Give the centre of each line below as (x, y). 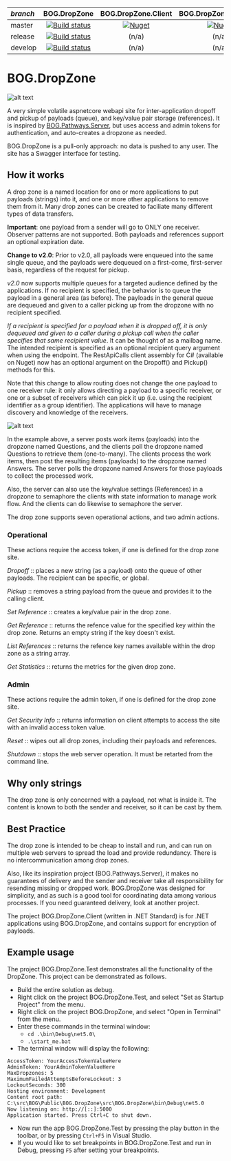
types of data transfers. (41, 214)
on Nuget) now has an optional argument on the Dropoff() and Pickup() (108, 362)
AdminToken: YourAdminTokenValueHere (61, 1067)
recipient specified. (34, 312)
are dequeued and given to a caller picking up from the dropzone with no (111, 305)
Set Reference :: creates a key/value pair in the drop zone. (89, 612)
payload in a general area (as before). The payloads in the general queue (110, 297)
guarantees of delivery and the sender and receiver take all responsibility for (115, 880)
